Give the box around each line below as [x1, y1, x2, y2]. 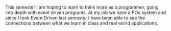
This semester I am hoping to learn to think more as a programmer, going [5, 4, 159, 10]
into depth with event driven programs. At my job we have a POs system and [5, 9, 166, 15]
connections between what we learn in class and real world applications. [5, 20, 158, 26]
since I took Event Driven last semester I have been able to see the [5, 15, 145, 20]
